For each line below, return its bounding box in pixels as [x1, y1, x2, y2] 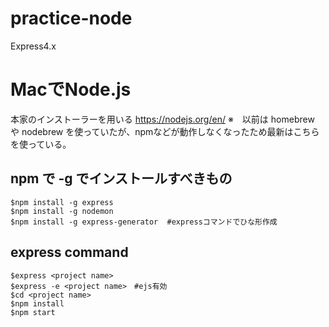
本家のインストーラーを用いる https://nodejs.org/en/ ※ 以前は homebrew [10, 113, 315, 125]
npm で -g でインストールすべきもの [10, 170, 233, 187]
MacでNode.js [10, 78, 132, 101]
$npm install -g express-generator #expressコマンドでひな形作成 [10, 217, 278, 227]
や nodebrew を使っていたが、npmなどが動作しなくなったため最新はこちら [10, 125, 320, 137]
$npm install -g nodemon [10, 206, 114, 216]
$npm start [10, 307, 56, 317]
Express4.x [10, 40, 57, 52]
